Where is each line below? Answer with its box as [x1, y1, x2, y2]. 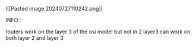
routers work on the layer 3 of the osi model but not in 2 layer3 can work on [5, 28, 191, 35]
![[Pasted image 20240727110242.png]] [5, 5, 103, 12]
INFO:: [5, 17, 21, 23]
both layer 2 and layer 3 [5, 35, 64, 41]
